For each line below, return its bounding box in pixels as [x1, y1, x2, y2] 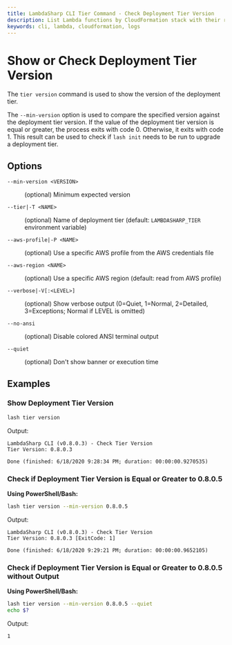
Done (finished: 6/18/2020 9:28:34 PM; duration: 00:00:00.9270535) [7, 458, 209, 465]
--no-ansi [7, 320, 36, 328]
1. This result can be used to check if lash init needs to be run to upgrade [7, 132, 221, 141]
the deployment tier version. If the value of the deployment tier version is [7, 118, 214, 126]
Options [7, 160, 43, 172]
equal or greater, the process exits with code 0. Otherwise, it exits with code [7, 126, 224, 134]
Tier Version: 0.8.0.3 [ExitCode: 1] [7, 535, 116, 542]
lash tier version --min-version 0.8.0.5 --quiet [7, 601, 153, 608]
